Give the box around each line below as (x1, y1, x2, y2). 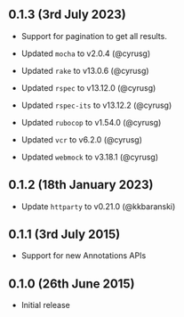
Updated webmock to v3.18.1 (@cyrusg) (20, 151, 159, 162)
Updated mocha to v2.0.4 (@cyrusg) (20, 48, 151, 59)
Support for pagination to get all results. (20, 30, 168, 41)
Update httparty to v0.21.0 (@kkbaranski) (20, 200, 176, 212)
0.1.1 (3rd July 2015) (8, 227, 121, 242)
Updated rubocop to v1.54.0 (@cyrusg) (20, 117, 162, 127)
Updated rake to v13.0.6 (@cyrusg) (20, 65, 149, 76)
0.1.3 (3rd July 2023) (8, 7, 126, 22)
